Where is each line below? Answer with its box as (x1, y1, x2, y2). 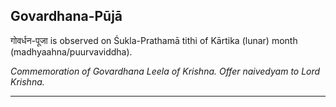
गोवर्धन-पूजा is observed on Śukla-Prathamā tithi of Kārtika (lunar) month (10, 34, 298, 46)
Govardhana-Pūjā (10, 8, 123, 25)
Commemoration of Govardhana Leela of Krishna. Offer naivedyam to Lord (10, 65, 321, 77)
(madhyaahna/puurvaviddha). (10, 45, 133, 58)
